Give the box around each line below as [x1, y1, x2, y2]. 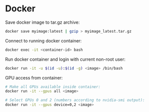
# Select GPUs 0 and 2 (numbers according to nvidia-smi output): [5, 98, 145, 103]
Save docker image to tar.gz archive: [5, 19, 80, 25]
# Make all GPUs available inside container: [5, 84, 100, 89]
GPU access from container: [5, 75, 63, 80]
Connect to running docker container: [5, 37, 82, 43]
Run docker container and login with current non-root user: [5, 56, 126, 62]
